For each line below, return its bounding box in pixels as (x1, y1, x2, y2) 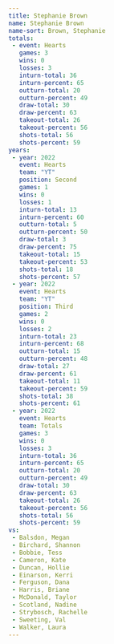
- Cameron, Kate (11, 556, 67, 564)
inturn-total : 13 (18, 205, 78, 213)
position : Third (18, 302, 74, 310)
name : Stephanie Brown (8, 19, 84, 27)
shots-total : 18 (18, 265, 74, 273)
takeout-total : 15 (18, 250, 81, 258)
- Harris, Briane (11, 586, 70, 594)
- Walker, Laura (11, 623, 67, 631)
